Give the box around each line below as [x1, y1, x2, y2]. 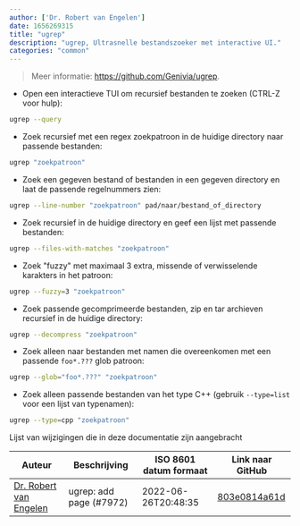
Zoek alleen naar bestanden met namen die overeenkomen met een [21, 346, 271, 357]
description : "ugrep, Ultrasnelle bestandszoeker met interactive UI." [9, 38, 281, 47]
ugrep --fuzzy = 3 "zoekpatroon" [9, 287, 126, 296]
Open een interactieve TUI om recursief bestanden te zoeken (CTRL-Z [21, 89, 281, 99]
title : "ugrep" [9, 30, 66, 38]
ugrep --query [9, 115, 62, 124]
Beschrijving [73, 459, 129, 471]
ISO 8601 [154, 454, 196, 466]
